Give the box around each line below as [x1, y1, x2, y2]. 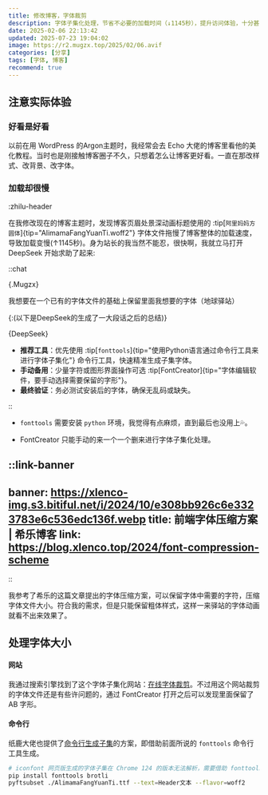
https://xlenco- [50, 485, 128, 499]
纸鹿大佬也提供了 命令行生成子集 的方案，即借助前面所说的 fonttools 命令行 [8, 738, 254, 748]
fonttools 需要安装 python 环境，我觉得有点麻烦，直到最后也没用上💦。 [19, 417, 253, 427]
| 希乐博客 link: [8, 527, 81, 541]
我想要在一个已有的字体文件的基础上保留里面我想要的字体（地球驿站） [8, 296, 239, 305]
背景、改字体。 [29, 161, 78, 170]
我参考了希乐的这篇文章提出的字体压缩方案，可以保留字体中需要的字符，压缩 [8, 590, 260, 600]
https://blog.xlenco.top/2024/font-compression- [8, 540, 259, 554]
